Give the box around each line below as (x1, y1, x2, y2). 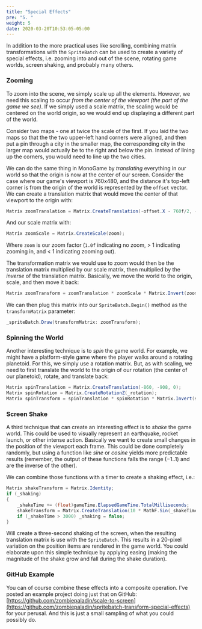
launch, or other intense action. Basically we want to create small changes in (6, 436, 196, 444)
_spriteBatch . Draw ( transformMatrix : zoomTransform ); (6, 320, 141, 326)
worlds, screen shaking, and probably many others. (6, 61, 133, 69)
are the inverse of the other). (6, 462, 78, 469)
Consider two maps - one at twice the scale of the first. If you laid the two (6, 127, 189, 134)
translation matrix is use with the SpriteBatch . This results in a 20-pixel (6, 536, 182, 544)
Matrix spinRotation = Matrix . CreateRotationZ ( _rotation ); (6, 390, 158, 396)
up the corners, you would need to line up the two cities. (6, 153, 146, 160)
